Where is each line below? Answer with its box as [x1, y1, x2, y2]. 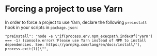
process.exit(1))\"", [5, 46, 49, 51]
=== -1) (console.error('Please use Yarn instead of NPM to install [5, 38, 146, 43]
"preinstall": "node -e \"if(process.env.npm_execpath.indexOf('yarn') [5, 34, 153, 39]
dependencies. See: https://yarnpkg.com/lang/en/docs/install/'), [5, 42, 142, 47]
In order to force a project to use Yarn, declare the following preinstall [5, 19, 147, 25]
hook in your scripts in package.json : [5, 24, 78, 30]
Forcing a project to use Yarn [5, 3, 123, 14]
